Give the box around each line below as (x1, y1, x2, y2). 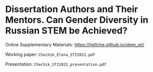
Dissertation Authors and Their (5, 4, 138, 15)
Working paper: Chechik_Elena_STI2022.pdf (5, 51, 95, 57)
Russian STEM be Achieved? (5, 25, 128, 36)
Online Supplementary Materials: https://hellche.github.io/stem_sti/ (5, 41, 144, 47)
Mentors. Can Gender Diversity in (5, 14, 148, 26)
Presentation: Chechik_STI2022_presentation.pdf (5, 61, 107, 67)
